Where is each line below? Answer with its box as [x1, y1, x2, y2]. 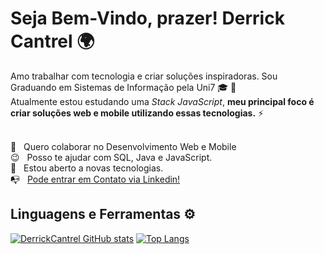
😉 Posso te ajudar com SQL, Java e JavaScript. [10, 151, 213, 163]
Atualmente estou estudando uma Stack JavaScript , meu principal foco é [10, 95, 315, 107]
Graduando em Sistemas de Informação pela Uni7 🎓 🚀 [10, 81, 237, 93]
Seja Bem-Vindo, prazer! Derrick [10, 7, 285, 30]
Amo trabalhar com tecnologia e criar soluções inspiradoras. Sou [10, 70, 278, 82]
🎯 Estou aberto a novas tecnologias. [10, 162, 164, 174]
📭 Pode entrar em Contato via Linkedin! [10, 173, 181, 185]
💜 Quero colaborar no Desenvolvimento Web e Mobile [10, 140, 237, 152]
